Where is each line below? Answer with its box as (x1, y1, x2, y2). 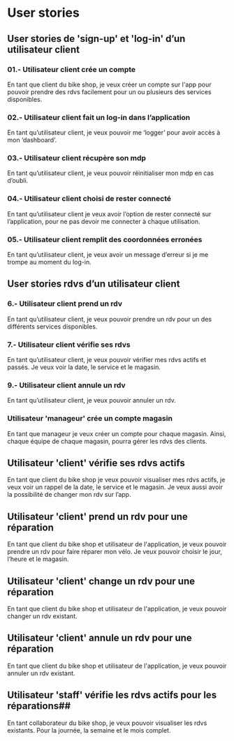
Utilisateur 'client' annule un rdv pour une (7, 632, 192, 644)
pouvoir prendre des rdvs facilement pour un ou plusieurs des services (7, 87, 212, 96)
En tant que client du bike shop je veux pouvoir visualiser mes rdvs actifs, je (7, 476, 226, 484)
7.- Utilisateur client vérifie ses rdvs (7, 340, 131, 350)
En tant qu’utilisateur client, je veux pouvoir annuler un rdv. (7, 396, 177, 405)
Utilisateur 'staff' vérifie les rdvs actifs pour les (7, 689, 217, 701)
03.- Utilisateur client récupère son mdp (7, 154, 147, 163)
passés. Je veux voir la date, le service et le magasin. (7, 363, 161, 371)
